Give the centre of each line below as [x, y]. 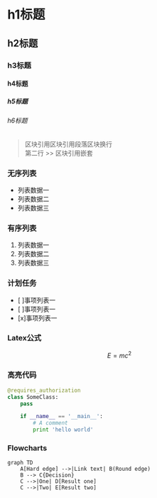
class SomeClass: [33, 397]
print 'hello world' [63, 430]
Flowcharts [27, 448]
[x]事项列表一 [37, 317]
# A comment [51, 423]
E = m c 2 [119, 355]
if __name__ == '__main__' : [61, 417]
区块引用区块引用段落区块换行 [68, 144]
